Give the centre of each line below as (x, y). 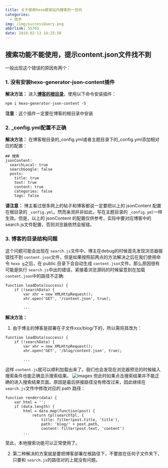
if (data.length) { (35, 406)
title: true (27, 178)
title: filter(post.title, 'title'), (80, 420)
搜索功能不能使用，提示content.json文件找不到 (78, 55)
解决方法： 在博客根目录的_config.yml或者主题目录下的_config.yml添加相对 (82, 140)
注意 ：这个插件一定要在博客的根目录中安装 (49, 113)
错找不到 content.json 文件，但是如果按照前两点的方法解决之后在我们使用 (81, 257)
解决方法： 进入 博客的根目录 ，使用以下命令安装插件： (61, 94)
